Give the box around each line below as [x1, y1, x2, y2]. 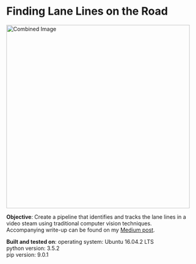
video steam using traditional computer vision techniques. [6, 219, 152, 227]
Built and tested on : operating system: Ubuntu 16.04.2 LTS [6, 238, 154, 245]
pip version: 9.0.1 [6, 251, 49, 258]
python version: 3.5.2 [6, 244, 60, 252]
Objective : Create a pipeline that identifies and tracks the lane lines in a [6, 213, 186, 221]
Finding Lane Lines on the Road [6, 4, 168, 18]
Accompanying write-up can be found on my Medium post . [6, 226, 155, 233]
